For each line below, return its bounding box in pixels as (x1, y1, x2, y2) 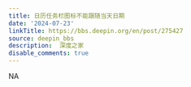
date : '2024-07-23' (8, 19, 75, 27)
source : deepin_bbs (8, 34, 75, 43)
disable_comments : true (8, 49, 89, 57)
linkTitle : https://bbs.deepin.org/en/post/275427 (8, 27, 184, 35)
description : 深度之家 (8, 42, 84, 50)
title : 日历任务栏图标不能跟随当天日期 (8, 11, 125, 20)
